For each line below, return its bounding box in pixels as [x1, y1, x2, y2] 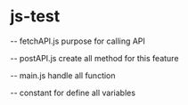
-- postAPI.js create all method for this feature [10, 52, 179, 63]
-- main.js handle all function [10, 69, 116, 81]
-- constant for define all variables [10, 87, 136, 98]
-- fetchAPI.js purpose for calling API [10, 36, 146, 46]
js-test [10, 6, 61, 27]
